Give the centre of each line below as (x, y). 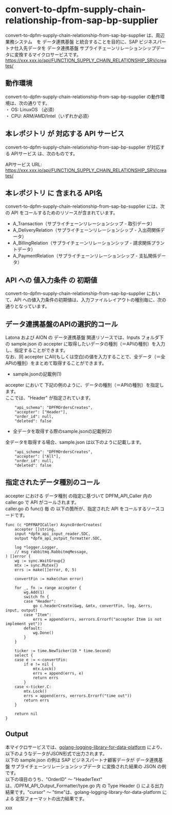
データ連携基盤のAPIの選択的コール (62, 324)
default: (33, 628)
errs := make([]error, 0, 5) (46, 570)
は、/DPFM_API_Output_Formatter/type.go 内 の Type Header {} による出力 (85, 786)
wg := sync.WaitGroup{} (40, 561)
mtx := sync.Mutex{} (36, 565)
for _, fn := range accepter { (48, 588)
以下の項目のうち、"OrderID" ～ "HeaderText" (54, 779)
